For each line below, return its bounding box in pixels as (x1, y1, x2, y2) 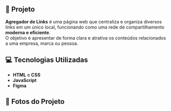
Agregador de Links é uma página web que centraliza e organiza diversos (5, 18, 162, 24)
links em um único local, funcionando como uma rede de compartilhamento (5, 24, 165, 30)
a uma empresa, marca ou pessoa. (5, 40, 78, 46)
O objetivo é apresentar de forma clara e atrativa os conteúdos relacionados (5, 35, 166, 41)
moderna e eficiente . (5, 29, 51, 36)
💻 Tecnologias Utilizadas (5, 55, 88, 64)
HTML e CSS (12, 72, 41, 78)
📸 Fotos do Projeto (5, 97, 65, 106)
